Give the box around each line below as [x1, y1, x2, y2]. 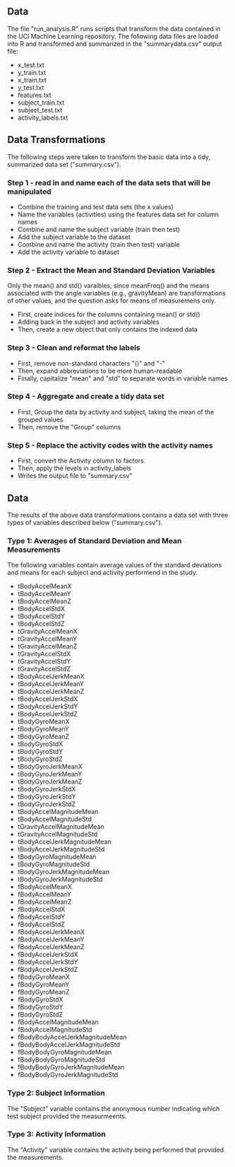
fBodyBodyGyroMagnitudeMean [17, 1048, 112, 1057]
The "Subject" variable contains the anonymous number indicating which [7, 1104, 220, 1113]
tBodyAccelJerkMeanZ [17, 687, 85, 696]
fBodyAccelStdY [17, 912, 66, 922]
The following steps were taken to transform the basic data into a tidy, [7, 152, 211, 161]
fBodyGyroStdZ [17, 1011, 64, 1019]
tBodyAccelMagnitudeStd [17, 815, 92, 823]
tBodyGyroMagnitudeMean [17, 852, 97, 861]
